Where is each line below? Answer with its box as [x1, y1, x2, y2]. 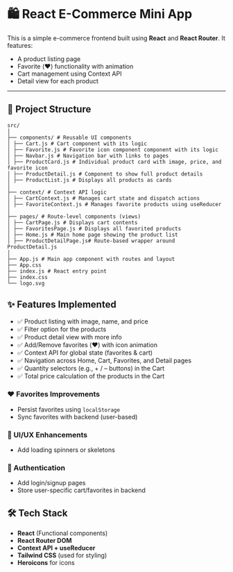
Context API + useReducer [17, 544, 96, 553]
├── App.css [7, 262, 42, 269]
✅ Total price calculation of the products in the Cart [17, 371, 165, 380]
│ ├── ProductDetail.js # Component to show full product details [7, 170, 203, 178]
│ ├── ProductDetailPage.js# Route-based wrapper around [7, 237, 175, 244]
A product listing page [17, 54, 81, 63]
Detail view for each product [17, 76, 99, 85]
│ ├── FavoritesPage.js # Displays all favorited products [7, 225, 182, 232]
